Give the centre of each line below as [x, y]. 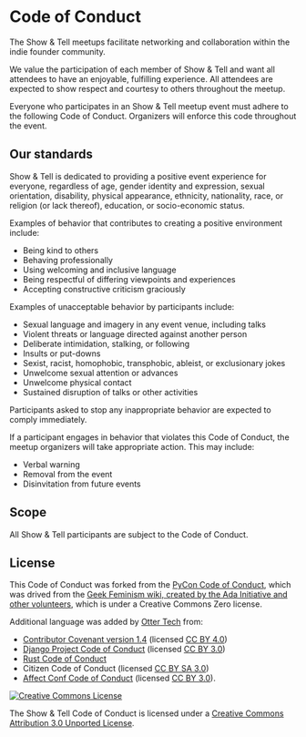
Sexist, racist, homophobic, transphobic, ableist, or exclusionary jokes [154, 363]
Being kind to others [61, 250]
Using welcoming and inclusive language [99, 270]
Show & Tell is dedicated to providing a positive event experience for [138, 176]
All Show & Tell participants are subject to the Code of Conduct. [129, 534]
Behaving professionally [68, 260]
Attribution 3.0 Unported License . [72, 723]
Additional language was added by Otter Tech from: [106, 622]
